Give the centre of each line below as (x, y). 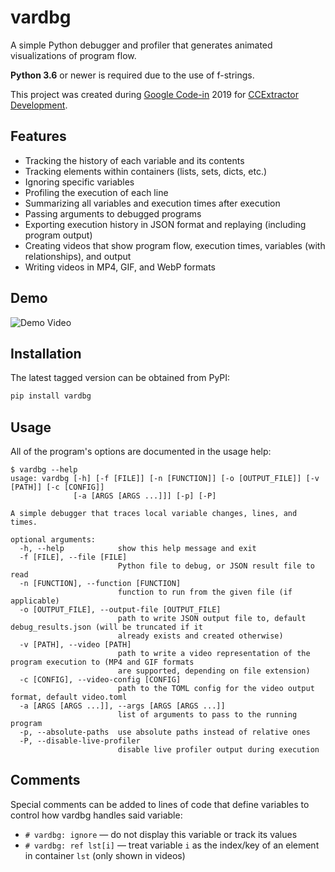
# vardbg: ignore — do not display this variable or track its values (161, 834)
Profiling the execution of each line (96, 192)
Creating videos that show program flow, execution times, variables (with (175, 245)
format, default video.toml (69, 697)
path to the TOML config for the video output (216, 689)
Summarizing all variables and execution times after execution (152, 203)
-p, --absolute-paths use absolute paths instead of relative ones (165, 732)
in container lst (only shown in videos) (105, 855)
